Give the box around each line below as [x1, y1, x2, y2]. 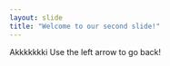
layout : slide [9, 13, 64, 23]
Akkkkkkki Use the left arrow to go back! [9, 46, 162, 57]
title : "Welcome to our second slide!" [9, 22, 161, 31]
